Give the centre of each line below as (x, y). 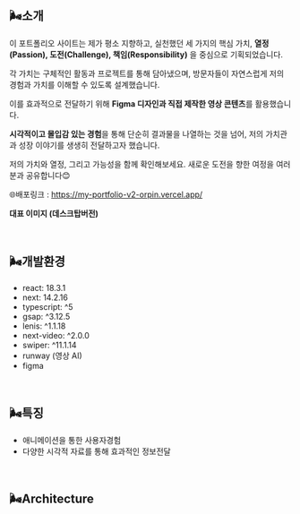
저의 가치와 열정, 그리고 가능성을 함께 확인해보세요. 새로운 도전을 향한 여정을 (142, 164)
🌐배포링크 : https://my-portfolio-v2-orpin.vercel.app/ (106, 194)
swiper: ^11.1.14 (50, 345)
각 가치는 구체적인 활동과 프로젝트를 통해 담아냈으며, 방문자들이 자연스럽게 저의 (147, 73)
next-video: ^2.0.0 (56, 335)
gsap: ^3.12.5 (46, 316)
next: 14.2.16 (45, 297)
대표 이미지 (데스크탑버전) (54, 213)
